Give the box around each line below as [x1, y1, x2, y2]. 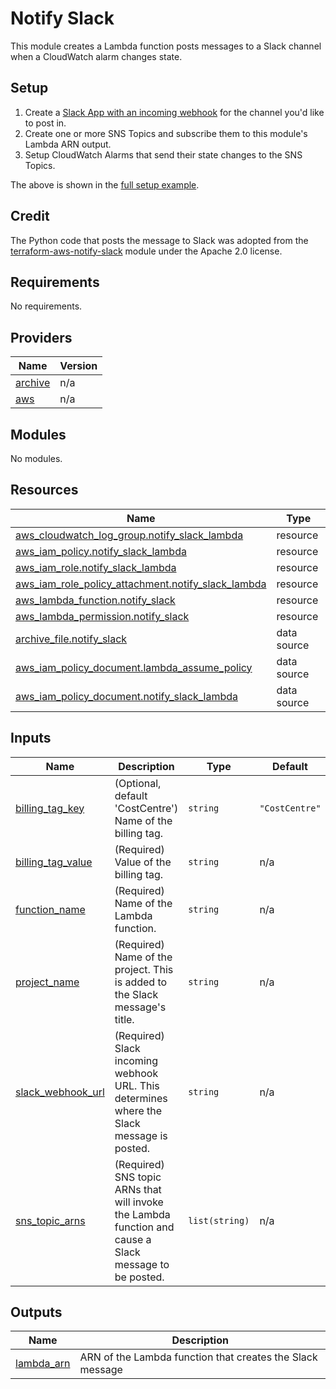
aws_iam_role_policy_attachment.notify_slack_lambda [15, 577, 267, 591]
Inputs [10, 730, 52, 747]
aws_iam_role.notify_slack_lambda [15, 560, 177, 574]
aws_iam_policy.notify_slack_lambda [15, 544, 187, 558]
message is [114, 1128, 168, 1142]
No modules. [10, 453, 63, 464]
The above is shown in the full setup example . [10, 178, 200, 191]
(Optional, [114, 776, 162, 790]
